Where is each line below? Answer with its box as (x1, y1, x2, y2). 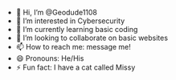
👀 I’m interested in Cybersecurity (15, 16, 125, 26)
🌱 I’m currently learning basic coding (15, 25, 138, 34)
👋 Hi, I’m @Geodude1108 (15, 8, 98, 17)
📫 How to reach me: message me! (15, 42, 131, 51)
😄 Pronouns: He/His (15, 54, 84, 63)
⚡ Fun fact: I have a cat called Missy (15, 62, 136, 72)
